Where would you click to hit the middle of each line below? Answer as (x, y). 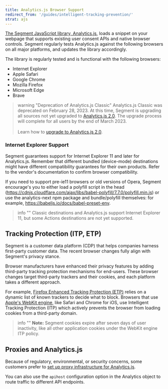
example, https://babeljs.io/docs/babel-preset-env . (58, 203)
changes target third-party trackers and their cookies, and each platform (80, 277)
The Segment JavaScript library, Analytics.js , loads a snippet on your (76, 34)
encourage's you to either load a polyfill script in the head (65, 187)
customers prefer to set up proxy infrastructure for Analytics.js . (70, 367)
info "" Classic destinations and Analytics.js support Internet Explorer (89, 213)
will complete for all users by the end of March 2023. (72, 121)
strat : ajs (17, 19)
